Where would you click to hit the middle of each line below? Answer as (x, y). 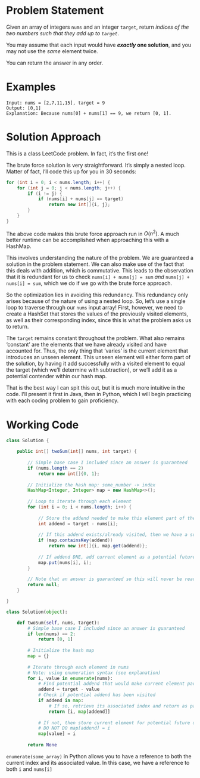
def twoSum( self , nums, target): (58, 623)
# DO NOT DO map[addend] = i (74, 728)
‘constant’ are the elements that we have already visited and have (86, 345)
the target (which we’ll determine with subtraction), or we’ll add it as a (92, 370)
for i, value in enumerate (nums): (70, 678)
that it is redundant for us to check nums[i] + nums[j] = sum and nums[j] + (98, 277)
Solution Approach (54, 137)
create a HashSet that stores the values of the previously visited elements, (97, 314)
